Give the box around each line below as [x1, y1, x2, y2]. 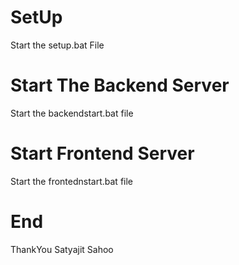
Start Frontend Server [10, 142, 195, 165]
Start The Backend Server [10, 74, 230, 97]
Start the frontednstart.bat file [10, 175, 134, 187]
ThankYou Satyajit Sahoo [10, 243, 114, 255]
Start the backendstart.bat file [10, 107, 134, 119]
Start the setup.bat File [10, 39, 105, 51]
